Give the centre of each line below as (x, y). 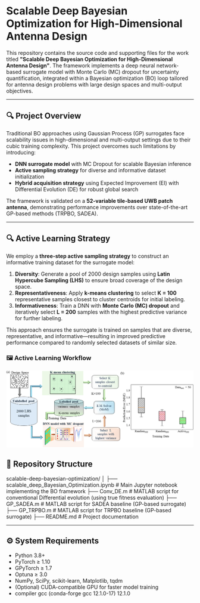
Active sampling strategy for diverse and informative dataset (90, 170)
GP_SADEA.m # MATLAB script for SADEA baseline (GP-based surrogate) (96, 504)
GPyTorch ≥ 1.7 (33, 568)
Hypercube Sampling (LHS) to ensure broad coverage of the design (99, 280)
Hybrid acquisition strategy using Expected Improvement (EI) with (97, 183)
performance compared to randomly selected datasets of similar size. (92, 342)
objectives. (20, 91)
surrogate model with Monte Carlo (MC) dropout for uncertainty (101, 72)
